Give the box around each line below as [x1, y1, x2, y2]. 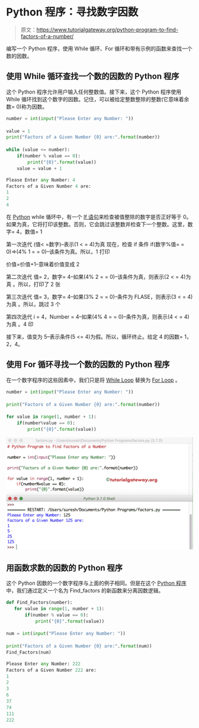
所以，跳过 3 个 [23, 301, 61, 308]
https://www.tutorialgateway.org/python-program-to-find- [36, 26, 179, 33]
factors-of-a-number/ [20, 33, 74, 40]
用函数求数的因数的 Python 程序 [6, 563, 123, 573]
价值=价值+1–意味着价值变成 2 [6, 261, 80, 268]
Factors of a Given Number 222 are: [6, 667, 97, 673]
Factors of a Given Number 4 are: [6, 183, 92, 189]
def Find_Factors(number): [6, 599, 73, 605]
